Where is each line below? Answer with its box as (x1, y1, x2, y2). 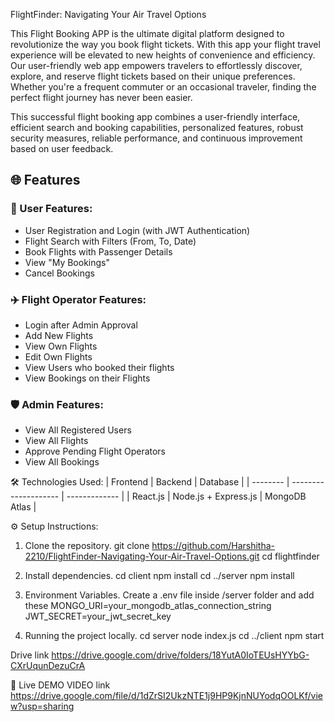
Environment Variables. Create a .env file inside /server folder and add (24, 589, 315, 601)
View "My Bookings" (24, 256, 110, 268)
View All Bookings (24, 456, 100, 468)
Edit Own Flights (24, 350, 93, 363)
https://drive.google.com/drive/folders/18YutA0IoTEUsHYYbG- (51, 649, 310, 661)
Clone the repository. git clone (24, 540, 150, 552)
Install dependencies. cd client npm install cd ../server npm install (24, 570, 295, 582)
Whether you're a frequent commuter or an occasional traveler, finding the (10, 81, 317, 93)
